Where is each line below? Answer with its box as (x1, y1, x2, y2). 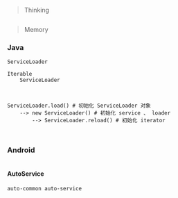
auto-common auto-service (7, 185, 82, 192)
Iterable (7, 71, 33, 78)
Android (7, 145, 35, 155)
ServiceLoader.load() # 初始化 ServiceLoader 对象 (7, 102, 151, 110)
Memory (24, 26, 48, 33)
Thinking (24, 6, 50, 14)
